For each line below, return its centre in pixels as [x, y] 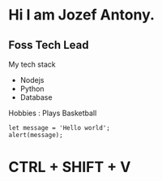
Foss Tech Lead [49, 45]
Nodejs [32, 80]
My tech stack [32, 64]
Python [32, 88]
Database [36, 97]
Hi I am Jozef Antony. [82, 15]
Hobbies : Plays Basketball [53, 113]
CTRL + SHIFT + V [70, 167]
